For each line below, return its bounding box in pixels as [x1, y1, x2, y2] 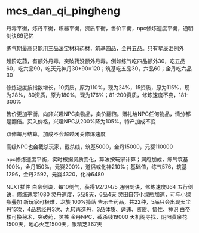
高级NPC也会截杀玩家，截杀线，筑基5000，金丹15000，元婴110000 [6, 143, 173, 150]
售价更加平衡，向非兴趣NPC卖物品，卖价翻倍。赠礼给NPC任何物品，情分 [6, 110, 186, 117]
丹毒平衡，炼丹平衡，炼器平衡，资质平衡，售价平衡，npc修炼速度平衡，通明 [6, 24, 194, 32]
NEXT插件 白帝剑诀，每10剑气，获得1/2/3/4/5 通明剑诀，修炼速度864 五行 [6, 183, 188, 190]
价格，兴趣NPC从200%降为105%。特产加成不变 [37, 117, 157, 125]
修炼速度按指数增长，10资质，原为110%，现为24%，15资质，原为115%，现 [6, 83, 190, 91]
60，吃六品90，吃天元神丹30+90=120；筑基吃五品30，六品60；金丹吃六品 [6, 64, 192, 72]
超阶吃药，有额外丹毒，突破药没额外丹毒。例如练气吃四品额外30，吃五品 [6, 57, 186, 64]
